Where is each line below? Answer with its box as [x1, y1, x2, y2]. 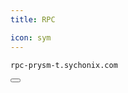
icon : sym [10, 32, 52, 43]
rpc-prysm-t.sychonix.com [10, 60, 118, 70]
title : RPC [10, 14, 56, 25]
